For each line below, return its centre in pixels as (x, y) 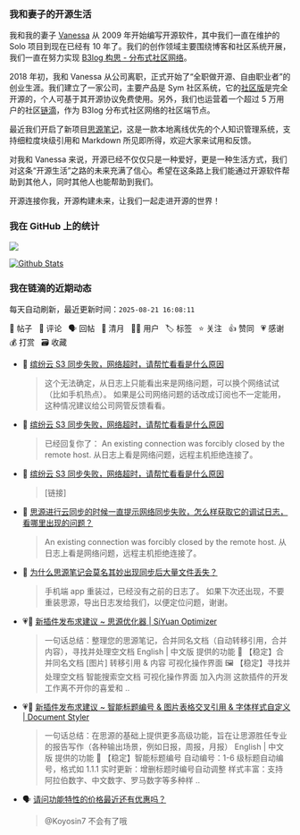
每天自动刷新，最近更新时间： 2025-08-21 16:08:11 (102, 309)
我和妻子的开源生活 (50, 13)
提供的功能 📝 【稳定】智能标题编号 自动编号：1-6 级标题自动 (166, 757)
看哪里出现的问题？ (58, 523)
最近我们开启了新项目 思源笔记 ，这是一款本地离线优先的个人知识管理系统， (146, 129)
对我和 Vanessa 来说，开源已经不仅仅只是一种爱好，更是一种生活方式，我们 (148, 159)
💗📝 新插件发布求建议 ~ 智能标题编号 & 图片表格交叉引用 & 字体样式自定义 (156, 707)
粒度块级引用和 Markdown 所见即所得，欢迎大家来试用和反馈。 (140, 141)
